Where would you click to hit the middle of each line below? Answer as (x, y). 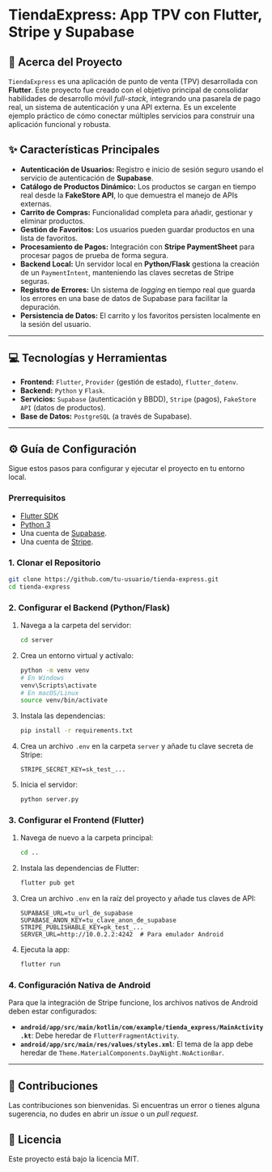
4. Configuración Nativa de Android (80, 985)
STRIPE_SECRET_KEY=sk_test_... (73, 770)
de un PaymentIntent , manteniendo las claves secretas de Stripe (127, 272)
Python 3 (35, 524)
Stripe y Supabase (72, 32)
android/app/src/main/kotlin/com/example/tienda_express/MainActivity (142, 1028)
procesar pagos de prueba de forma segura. (94, 255)
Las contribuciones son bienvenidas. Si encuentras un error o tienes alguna (134, 1106)
